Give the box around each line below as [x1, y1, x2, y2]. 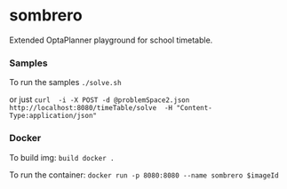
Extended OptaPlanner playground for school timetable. [9, 35, 213, 45]
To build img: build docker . [9, 152, 115, 162]
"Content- [176, 104, 213, 113]
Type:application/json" [9, 112, 98, 121]
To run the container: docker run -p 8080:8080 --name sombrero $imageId [9, 169, 279, 180]
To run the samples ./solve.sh [9, 77, 122, 88]
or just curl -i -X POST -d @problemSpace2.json [9, 94, 190, 105]
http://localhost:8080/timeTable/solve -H [9, 104, 173, 113]
